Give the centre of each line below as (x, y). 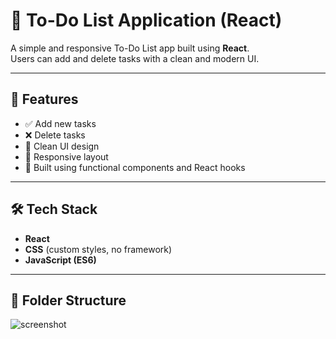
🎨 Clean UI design (62, 146)
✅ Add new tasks (60, 123)
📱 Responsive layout (66, 156)
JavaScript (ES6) (60, 260)
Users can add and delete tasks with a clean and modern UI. (135, 58)
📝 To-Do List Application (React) (146, 20)
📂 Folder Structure (68, 300)
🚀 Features (44, 99)
